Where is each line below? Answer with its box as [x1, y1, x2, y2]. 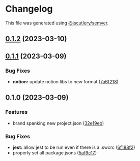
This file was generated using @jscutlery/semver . [5, 20, 109, 26]
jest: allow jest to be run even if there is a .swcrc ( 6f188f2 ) [12, 144, 135, 150]
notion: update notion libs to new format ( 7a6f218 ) [12, 79, 119, 85]
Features [5, 109, 28, 116]
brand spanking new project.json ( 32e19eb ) [12, 120, 104, 126]
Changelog [5, 3, 53, 15]
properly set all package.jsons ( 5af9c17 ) [12, 150, 97, 155]
